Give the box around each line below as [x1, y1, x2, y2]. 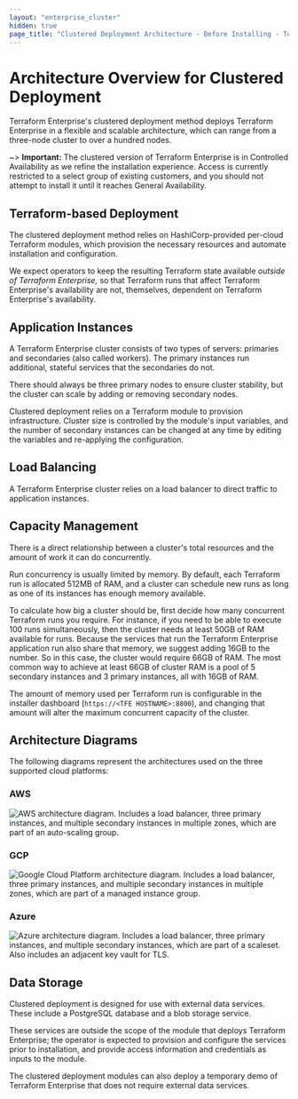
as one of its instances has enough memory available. [9, 588, 206, 598]
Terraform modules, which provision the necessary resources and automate [9, 239, 286, 249]
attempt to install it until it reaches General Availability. [9, 180, 207, 191]
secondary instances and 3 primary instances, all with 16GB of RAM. [9, 671, 259, 682]
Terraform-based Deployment [9, 206, 179, 221]
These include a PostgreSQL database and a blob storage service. [9, 1008, 252, 1019]
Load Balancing [9, 460, 97, 475]
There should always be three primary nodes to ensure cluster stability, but [9, 379, 284, 390]
